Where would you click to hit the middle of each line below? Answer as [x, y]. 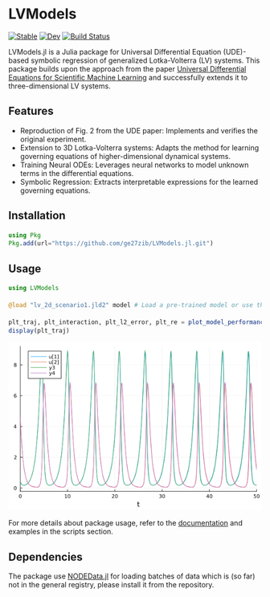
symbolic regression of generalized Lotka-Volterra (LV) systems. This [145, 60]
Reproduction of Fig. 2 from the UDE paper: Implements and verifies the [139, 130]
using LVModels [34, 288]
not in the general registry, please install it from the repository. [111, 585]
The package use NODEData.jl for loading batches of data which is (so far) [132, 576]
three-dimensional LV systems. [59, 86]
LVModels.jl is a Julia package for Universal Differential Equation [115, 51]
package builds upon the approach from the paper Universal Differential [127, 68]
